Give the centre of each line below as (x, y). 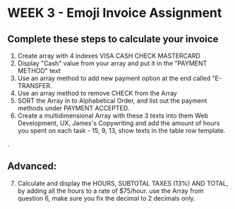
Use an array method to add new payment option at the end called (114, 78)
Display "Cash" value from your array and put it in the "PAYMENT (112, 63)
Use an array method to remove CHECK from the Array (97, 93)
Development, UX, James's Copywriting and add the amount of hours (119, 123)
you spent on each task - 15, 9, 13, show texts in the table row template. (121, 131)
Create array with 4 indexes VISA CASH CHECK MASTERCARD (109, 56)
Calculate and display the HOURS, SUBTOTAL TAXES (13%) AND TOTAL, (123, 183)
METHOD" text (39, 71)
